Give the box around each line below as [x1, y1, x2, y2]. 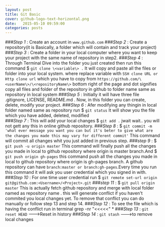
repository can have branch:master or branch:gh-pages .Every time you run [5, 164, 157, 170]
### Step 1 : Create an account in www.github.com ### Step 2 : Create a [5, 39, 147, 45]
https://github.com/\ [97, 77, 142, 82]
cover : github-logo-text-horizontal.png [5, 16, 90, 21]
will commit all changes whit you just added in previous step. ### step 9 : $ [5, 138, 157, 144]
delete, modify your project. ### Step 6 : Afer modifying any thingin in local [5, 102, 157, 108]
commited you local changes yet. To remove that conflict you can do [5, 195, 144, 201]
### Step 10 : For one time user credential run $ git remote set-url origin [5, 175, 158, 181]
